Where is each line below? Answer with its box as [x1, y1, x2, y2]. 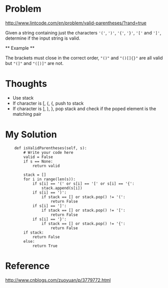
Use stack [12, 94, 34, 101]
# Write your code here [23, 150, 73, 155]
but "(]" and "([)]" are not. [5, 60, 64, 66]
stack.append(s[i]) [41, 185, 82, 190]
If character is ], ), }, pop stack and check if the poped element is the [12, 105, 156, 112]
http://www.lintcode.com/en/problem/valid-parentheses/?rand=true [5, 20, 147, 26]
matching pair [12, 111, 42, 117]
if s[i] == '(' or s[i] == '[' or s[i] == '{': [32, 181, 135, 186]
